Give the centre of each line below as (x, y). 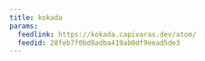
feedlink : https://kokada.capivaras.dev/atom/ (107, 34)
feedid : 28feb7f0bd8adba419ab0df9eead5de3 (99, 43)
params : (24, 26)
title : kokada (36, 17)
